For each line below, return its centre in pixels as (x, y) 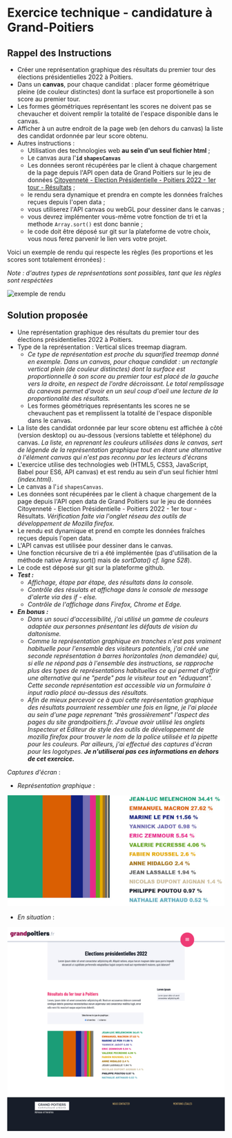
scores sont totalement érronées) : (56, 260)
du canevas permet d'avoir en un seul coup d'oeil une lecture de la (123, 391)
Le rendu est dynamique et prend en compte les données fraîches (111, 530)
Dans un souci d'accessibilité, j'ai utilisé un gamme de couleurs (118, 619)
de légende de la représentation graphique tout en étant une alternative (119, 450)
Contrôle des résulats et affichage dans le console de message (118, 589)
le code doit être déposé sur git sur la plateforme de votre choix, (119, 231)
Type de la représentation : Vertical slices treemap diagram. (102, 347)
